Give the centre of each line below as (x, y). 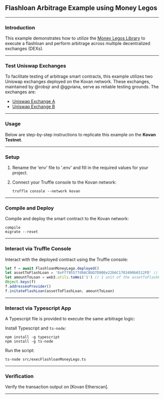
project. (20, 173)
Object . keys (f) (20, 282)
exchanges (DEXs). (24, 49)
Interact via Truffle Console (38, 249)
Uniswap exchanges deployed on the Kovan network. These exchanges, (78, 82)
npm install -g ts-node (29, 341)
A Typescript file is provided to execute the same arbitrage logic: (70, 319)
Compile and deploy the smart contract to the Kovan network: (67, 219)
